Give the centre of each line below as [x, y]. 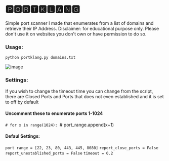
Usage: [14, 47]
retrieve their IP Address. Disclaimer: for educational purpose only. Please [82, 28]
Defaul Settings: [23, 136]
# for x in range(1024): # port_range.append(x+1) [60, 125]
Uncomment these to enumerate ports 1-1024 [54, 113]
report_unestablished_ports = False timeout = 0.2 [59, 153]
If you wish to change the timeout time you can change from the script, [79, 91]
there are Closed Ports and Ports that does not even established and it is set [85, 96]
